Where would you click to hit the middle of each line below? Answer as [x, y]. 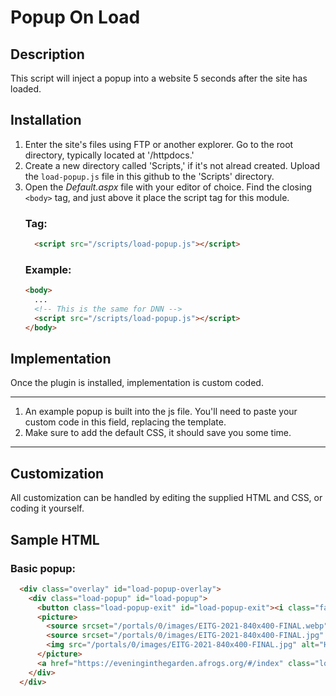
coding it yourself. [47, 508]
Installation [46, 120]
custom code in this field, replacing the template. [125, 422]
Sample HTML [55, 539]
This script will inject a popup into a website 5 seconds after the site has [159, 78]
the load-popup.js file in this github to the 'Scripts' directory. [149, 176]
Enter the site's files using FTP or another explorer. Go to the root [159, 144]
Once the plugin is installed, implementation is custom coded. [137, 383]
